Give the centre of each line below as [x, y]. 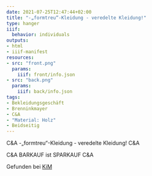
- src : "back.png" [30, 80]
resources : [20, 57]
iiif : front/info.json [46, 75]
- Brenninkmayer [27, 108]
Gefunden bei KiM [29, 167]
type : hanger [23, 23]
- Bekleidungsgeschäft [35, 103]
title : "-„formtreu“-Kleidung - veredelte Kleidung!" [77, 18]
